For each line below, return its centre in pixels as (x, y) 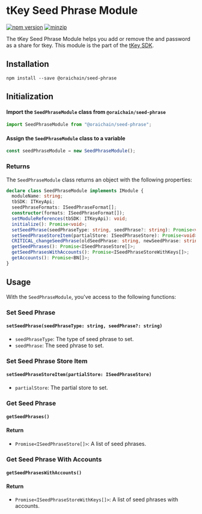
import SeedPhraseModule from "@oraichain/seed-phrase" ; (79, 125)
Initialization (30, 97)
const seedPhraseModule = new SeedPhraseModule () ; (71, 151)
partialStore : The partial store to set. (61, 387)
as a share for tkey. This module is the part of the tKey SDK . (80, 45)
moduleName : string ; (37, 196)
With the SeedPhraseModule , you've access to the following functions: (91, 296)
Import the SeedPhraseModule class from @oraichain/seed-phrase (86, 111)
